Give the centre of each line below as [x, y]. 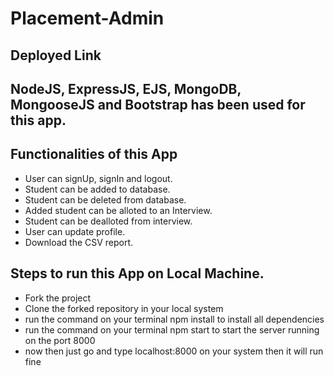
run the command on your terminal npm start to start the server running [172, 329]
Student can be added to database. [97, 189]
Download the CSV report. [79, 242]
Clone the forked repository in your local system [124, 308]
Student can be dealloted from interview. [108, 221]
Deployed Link [56, 55]
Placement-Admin [87, 18]
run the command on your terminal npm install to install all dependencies [174, 319]
